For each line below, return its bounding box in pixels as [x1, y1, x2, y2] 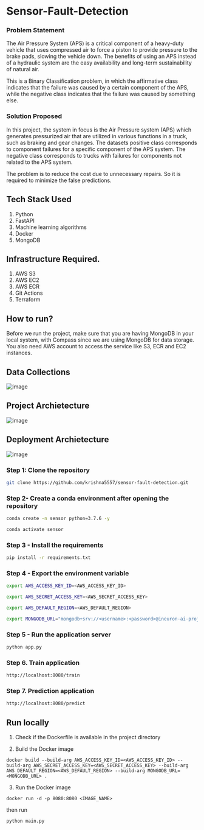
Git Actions [15, 289, 43, 297]
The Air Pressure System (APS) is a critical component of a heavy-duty [6, 40, 184, 47]
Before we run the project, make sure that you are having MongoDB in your [6, 330, 194, 337]
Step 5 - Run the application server [6, 630, 111, 639]
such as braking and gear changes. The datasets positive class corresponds [6, 139, 197, 146]
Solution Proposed [6, 112, 63, 121]
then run [6, 806, 28, 814]
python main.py [6, 818, 45, 825]
